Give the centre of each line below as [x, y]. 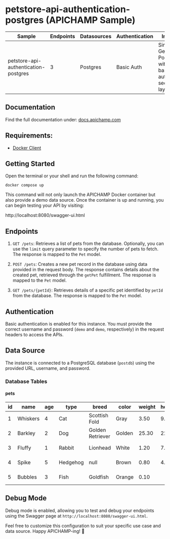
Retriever [99, 436]
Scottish [99, 415]
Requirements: [29, 136]
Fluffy [24, 448]
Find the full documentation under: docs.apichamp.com [63, 119]
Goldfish [99, 477]
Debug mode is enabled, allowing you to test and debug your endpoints [80, 510]
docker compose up [25, 185]
